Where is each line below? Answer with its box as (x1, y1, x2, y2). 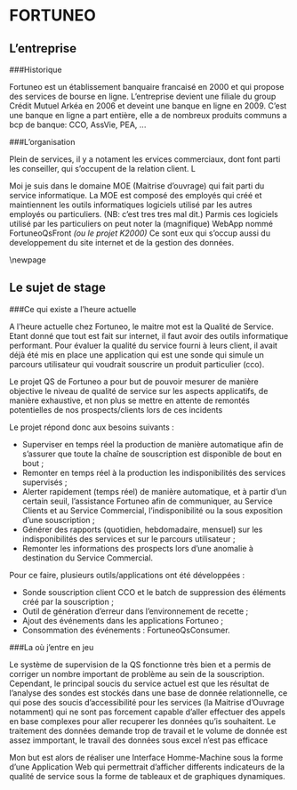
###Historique (9, 64, 62, 75)
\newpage (9, 254, 47, 265)
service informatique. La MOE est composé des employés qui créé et (9, 190, 262, 200)
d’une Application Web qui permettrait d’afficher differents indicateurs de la (9, 762, 285, 772)
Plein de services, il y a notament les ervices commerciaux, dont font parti (9, 154, 281, 165)
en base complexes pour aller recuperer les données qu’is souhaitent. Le (9, 715, 277, 726)
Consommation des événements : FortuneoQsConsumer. (21, 625, 230, 635)
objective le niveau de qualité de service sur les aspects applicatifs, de (9, 385, 269, 396)
